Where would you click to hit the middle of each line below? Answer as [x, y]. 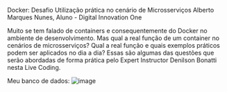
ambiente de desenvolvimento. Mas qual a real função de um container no [113, 38]
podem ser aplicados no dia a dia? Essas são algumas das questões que [111, 53]
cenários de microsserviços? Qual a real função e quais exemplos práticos [113, 45]
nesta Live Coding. [34, 67]
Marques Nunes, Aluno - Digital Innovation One [75, 17]
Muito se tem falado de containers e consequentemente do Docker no [107, 31]
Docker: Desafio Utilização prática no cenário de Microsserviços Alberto [111, 10]
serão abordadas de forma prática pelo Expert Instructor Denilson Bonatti [112, 60]
